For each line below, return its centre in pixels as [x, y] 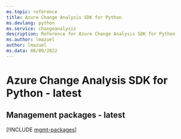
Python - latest [44, 93]
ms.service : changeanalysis [41, 28]
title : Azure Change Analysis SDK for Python [64, 17]
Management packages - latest [66, 115]
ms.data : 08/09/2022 [32, 51]
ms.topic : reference [32, 12]
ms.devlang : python [31, 23]
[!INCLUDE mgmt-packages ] [41, 129]
